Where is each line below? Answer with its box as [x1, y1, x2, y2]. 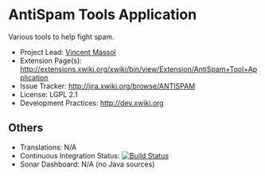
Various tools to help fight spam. [8, 32, 115, 41]
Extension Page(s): [19, 56, 82, 65]
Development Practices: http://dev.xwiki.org [19, 98, 165, 108]
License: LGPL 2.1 [19, 89, 78, 99]
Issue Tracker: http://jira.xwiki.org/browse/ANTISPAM [19, 81, 196, 91]
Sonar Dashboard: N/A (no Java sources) [19, 159, 155, 169]
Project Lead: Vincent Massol [19, 47, 117, 57]
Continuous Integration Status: [19, 151, 120, 160]
